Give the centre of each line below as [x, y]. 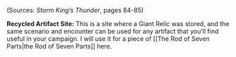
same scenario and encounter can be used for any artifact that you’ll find [113, 31]
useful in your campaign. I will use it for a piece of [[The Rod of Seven [108, 39]
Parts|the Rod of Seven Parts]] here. [59, 46]
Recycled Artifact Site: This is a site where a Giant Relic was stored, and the [118, 24]
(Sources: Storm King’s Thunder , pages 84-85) [75, 10]
